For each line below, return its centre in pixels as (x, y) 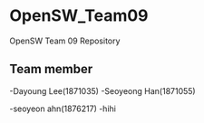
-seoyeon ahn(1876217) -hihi (63, 109)
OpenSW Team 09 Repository (65, 41)
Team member (51, 69)
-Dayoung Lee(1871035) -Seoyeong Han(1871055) (103, 90)
